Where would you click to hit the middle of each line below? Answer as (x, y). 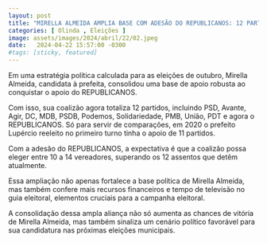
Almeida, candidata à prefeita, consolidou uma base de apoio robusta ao (127, 84)
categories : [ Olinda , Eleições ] (67, 30)
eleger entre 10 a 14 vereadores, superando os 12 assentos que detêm (123, 157)
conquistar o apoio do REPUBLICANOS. (73, 92)
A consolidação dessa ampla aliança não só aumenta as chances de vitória (131, 213)
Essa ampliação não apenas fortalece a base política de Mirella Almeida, (126, 181)
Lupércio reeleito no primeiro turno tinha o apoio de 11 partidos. (112, 133)
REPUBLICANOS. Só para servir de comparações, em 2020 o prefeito (122, 125)
